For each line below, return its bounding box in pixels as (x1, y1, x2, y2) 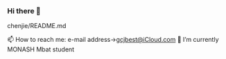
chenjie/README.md (7, 22, 67, 30)
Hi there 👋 (7, 6, 42, 16)
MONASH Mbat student (7, 45, 75, 54)
